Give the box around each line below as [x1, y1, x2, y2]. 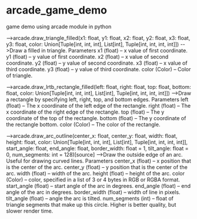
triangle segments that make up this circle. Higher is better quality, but [6, 201, 176, 208]
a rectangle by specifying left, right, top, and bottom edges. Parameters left [6, 95, 189, 103]
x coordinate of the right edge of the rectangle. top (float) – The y [6, 108, 165, 115]
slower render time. [6, 207, 54, 214]
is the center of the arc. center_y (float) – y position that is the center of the [6, 163, 188, 171]
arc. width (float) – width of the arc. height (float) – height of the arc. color [6, 170, 185, 177]
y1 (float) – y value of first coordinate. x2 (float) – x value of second [6, 53, 169, 60]
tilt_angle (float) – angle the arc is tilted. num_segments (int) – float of [6, 195, 173, 202]
